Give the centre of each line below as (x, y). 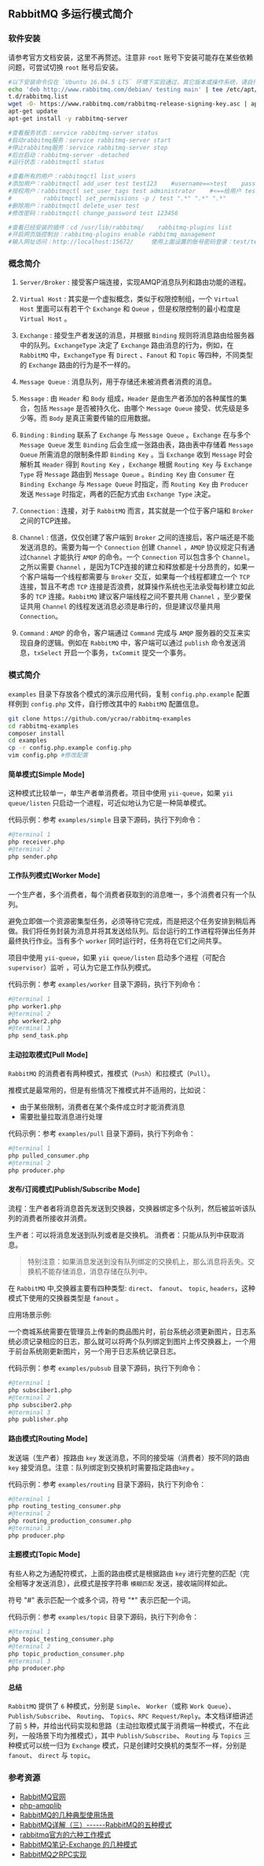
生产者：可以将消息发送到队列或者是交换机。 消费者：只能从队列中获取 (123, 1235)
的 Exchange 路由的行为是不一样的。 (77, 365)
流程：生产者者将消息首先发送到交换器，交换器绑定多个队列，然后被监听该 (128, 1209)
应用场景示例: (30, 1315)
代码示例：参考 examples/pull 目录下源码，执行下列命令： (102, 1134)
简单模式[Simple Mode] (46, 774)
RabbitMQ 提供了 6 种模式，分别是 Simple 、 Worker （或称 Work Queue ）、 (122, 1706)
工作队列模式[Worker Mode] (54, 875)
